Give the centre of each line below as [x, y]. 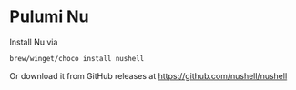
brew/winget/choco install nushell [77, 58]
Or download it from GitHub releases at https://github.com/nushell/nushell [148, 75]
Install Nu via [34, 42]
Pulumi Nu [49, 17]
